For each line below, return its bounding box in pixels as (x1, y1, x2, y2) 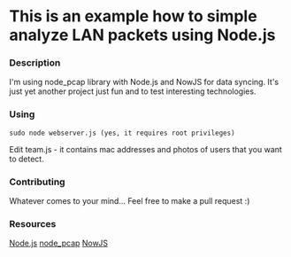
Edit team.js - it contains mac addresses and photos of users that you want (9, 144, 283, 154)
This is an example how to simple (9, 6, 258, 27)
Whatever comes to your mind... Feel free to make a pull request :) (9, 196, 250, 206)
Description (9, 57, 61, 69)
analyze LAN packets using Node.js (9, 25, 276, 45)
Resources (9, 218, 57, 230)
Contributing (9, 175, 65, 188)
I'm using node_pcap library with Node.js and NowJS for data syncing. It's (9, 77, 280, 88)
